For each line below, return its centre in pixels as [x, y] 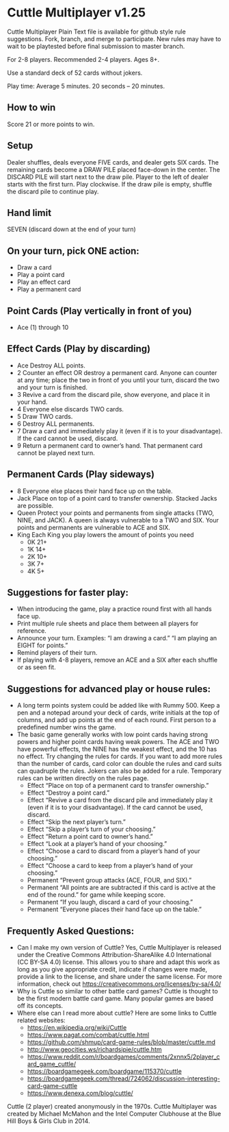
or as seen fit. [36, 667]
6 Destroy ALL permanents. [55, 424]
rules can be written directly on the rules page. [83, 778]
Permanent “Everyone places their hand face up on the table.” [114, 909]
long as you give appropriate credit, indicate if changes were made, [112, 970]
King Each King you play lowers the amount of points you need [105, 534]
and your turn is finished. [52, 387]
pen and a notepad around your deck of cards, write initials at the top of [118, 713]
